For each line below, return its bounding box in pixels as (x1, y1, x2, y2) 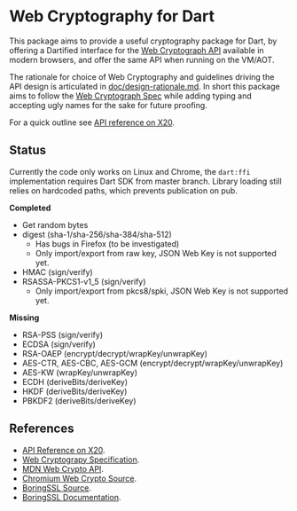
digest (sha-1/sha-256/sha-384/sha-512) (21, 229, 173, 240)
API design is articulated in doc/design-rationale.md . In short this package (9, 81, 281, 91)
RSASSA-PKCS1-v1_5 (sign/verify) (21, 276, 146, 287)
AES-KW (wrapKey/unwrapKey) (21, 366, 137, 378)
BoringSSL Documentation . (21, 491, 121, 502)
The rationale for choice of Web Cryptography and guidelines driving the (9, 71, 275, 82)
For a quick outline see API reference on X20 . (9, 117, 176, 128)
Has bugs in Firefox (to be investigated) (35, 238, 180, 249)
